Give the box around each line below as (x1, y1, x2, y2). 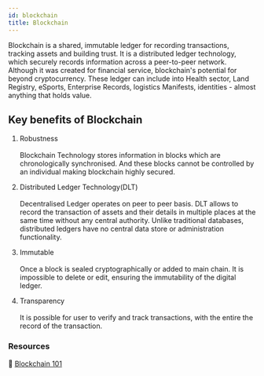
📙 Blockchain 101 (8, 359, 63, 368)
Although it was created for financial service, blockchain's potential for (8, 65, 237, 75)
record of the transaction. (19, 321, 103, 330)
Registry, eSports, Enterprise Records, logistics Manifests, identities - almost (8, 82, 256, 91)
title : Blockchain (8, 19, 68, 27)
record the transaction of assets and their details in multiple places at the (19, 207, 256, 217)
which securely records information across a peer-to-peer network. (8, 57, 227, 67)
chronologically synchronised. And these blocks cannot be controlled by (19, 159, 255, 169)
